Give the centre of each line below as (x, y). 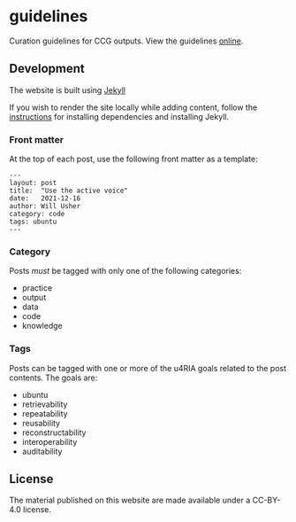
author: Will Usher (45, 206)
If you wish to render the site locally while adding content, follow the (133, 107)
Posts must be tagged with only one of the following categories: (125, 271)
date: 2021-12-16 (45, 199)
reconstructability (54, 432)
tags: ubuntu (33, 222)
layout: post (33, 183)
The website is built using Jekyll (68, 90)
